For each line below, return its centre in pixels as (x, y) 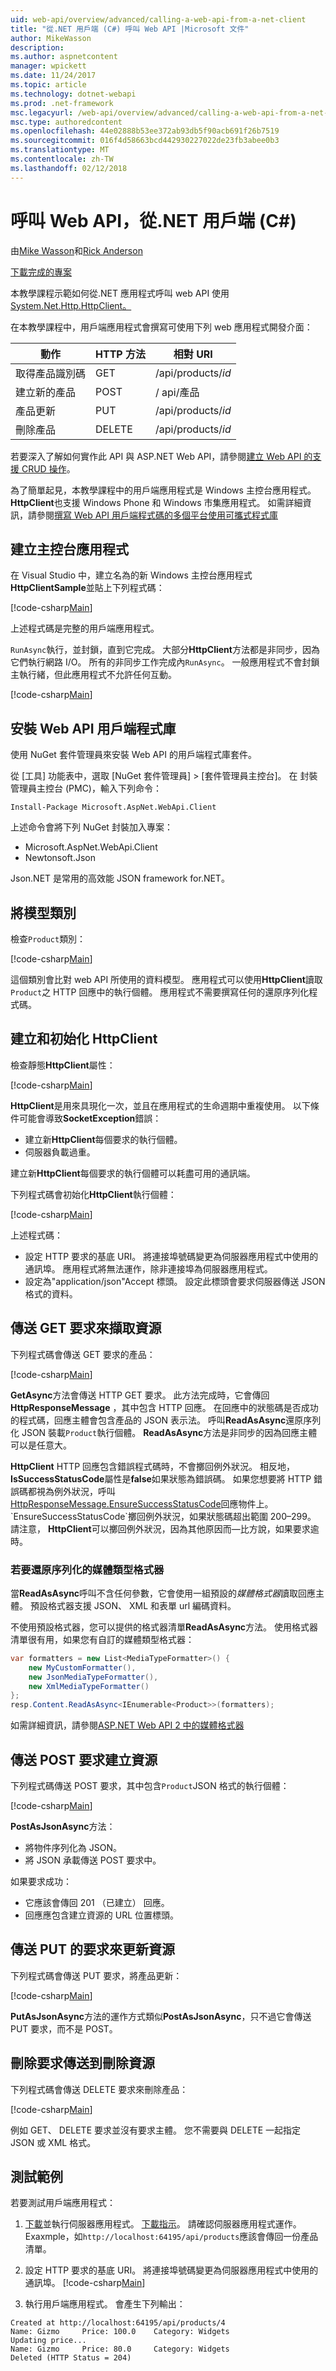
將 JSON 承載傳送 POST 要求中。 (93, 1860)
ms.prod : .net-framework (62, 103)
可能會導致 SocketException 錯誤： (90, 1118)
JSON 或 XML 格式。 (53, 2142)
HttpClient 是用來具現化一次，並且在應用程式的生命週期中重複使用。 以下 (160, 1105)
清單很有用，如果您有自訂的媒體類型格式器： (102, 1639)
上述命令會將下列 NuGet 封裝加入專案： (91, 827)
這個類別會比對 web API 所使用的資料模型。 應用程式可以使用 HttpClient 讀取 (166, 979)
